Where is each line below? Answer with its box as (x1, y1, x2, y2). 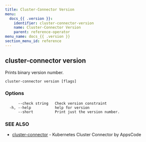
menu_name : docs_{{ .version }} (5, 34, 70, 39)
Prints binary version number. (5, 69, 64, 75)
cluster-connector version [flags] (5, 79, 77, 84)
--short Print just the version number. (17, 110, 120, 114)
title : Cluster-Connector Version (5, 7, 75, 12)
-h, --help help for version (9, 105, 90, 110)
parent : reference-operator (14, 30, 70, 34)
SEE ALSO (5, 121, 29, 127)
